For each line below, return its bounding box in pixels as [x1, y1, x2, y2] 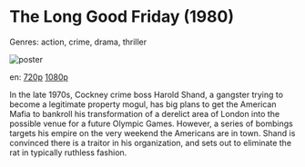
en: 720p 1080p [9, 71, 68, 83]
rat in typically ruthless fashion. [9, 147, 127, 158]
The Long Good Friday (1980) [9, 6, 235, 27]
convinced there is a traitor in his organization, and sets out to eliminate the [9, 137, 292, 148]
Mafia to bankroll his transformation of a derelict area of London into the [9, 108, 280, 119]
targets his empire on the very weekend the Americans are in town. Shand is [9, 127, 296, 138]
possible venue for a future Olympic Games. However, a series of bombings [9, 118, 293, 129]
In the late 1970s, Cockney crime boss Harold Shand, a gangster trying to [9, 89, 284, 100]
